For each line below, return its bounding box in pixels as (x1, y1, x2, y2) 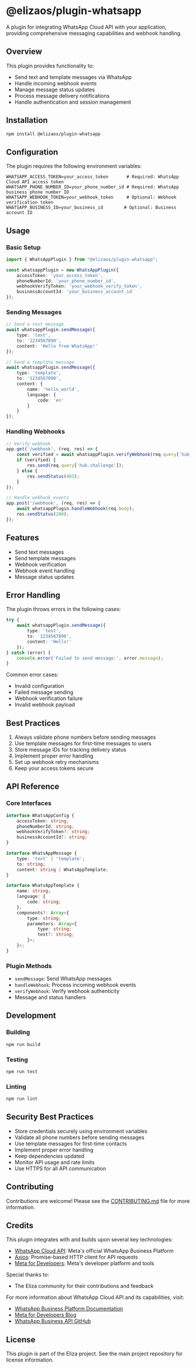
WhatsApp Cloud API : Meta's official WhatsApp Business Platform (14, 1247, 174, 1254)
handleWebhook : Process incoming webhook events (14, 982, 136, 989)
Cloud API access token (6, 179, 64, 185)
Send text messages (14, 548, 64, 556)
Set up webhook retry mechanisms (14, 759, 99, 766)
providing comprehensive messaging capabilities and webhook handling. (6, 29, 182, 36)
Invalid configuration (14, 683, 64, 690)
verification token (6, 200, 54, 205)
